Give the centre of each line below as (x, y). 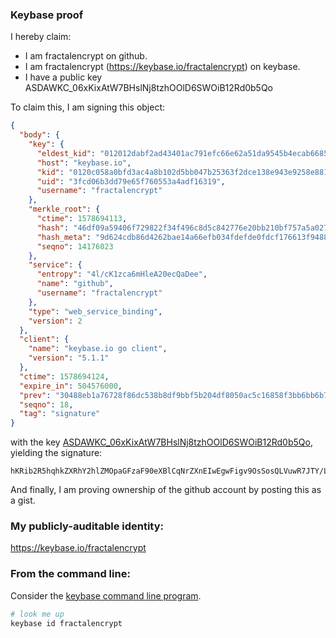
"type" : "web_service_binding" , (95, 311)
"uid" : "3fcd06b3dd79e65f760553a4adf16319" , (131, 181)
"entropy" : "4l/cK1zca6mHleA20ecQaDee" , (122, 274)
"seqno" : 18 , (46, 404)
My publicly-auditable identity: (87, 526)
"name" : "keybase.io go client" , (98, 349)
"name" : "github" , (75, 284)
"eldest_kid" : (66, 153)
